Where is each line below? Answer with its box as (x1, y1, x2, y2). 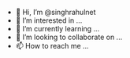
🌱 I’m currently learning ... (15, 24, 100, 33)
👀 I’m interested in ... (15, 16, 83, 25)
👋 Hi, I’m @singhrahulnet (15, 8, 96, 16)
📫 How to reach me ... (15, 42, 89, 50)
